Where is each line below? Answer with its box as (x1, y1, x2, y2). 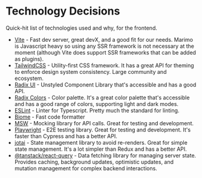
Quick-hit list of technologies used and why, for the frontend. (5, 24, 158, 31)
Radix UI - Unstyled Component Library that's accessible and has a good (14, 81, 197, 88)
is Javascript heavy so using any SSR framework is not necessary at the (14, 42, 195, 50)
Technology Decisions (5, 4, 120, 18)
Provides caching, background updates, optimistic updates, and (14, 158, 174, 165)
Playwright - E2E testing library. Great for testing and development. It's (14, 126, 191, 133)
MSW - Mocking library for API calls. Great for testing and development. (14, 119, 194, 127)
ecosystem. (14, 74, 44, 82)
